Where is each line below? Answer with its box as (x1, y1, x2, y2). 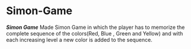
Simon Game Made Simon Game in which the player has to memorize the (6, 24, 185, 31)
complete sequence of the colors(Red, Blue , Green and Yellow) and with (6, 30, 183, 37)
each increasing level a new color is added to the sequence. (6, 36, 153, 43)
